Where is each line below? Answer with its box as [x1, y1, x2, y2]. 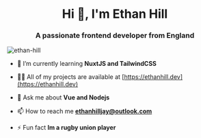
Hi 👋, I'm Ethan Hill [62, 6, 168, 22]
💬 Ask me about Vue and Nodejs [16, 93, 110, 102]
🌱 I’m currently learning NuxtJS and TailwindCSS [16, 60, 157, 68]
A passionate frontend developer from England [35, 31, 195, 41]
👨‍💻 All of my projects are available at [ [16, 73, 124, 81]
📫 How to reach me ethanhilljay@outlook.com [16, 107, 152, 115]
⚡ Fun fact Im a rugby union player [16, 124, 116, 132]
